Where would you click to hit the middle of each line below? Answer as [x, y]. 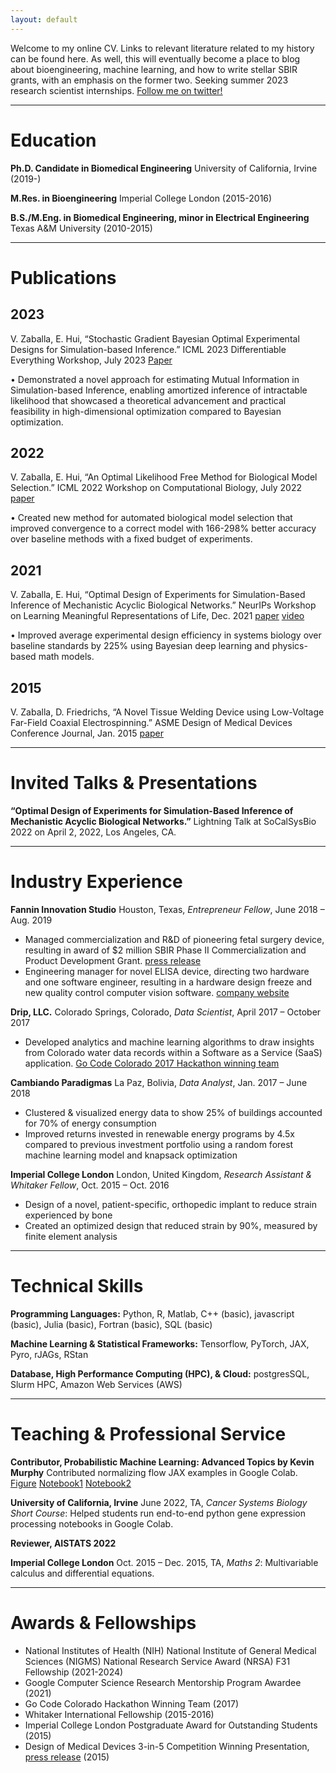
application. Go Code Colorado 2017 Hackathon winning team [152, 1063]
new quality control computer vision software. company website [157, 992]
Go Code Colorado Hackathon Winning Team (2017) [131, 1703]
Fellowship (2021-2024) [74, 1672]
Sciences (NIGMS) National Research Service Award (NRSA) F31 [157, 1661]
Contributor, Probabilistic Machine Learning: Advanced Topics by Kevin [162, 1462]
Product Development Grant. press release [113, 960]
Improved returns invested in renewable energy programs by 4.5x [159, 1133]
